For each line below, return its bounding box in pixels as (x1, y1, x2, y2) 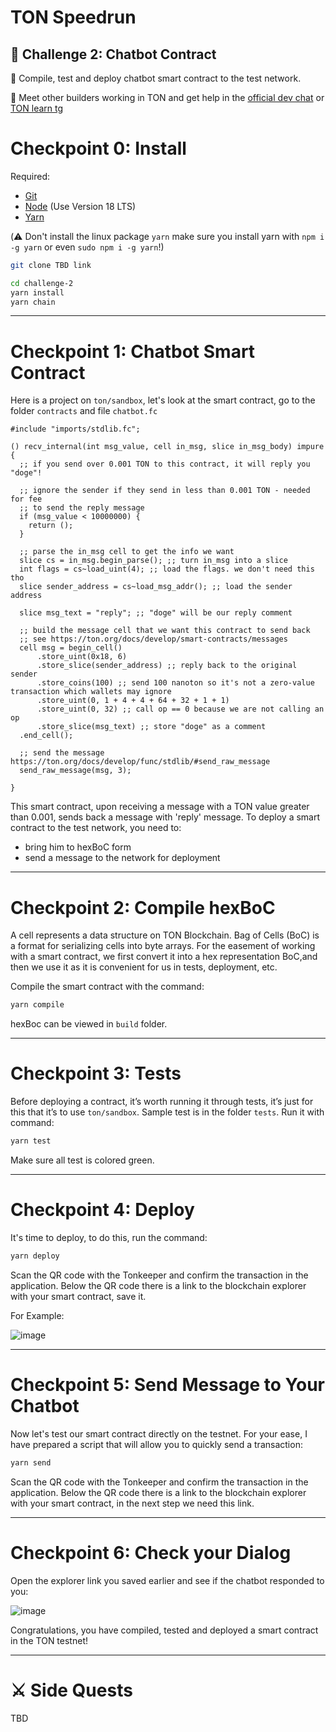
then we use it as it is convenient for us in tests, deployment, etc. (10, 961, 278, 973)
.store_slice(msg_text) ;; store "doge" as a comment (36, 722, 267, 732)
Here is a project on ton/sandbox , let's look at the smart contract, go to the (10, 394, 316, 406)
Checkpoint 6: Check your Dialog (10, 1541, 292, 1564)
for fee (10, 494, 43, 505)
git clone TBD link (10, 260, 92, 270)
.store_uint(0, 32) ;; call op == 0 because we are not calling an (36, 704, 325, 715)
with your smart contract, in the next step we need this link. (10, 1497, 255, 1509)
